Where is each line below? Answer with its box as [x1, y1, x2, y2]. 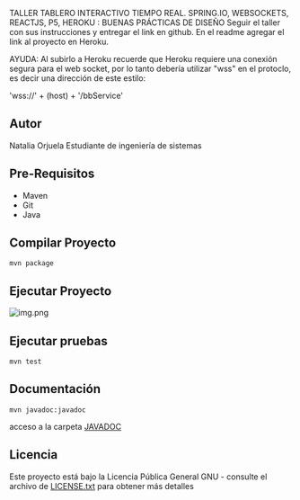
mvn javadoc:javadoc [9, 405, 87, 415]
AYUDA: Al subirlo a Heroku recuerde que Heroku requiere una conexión [9, 54, 278, 64]
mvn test [9, 357, 42, 367]
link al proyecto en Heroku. [9, 36, 110, 47]
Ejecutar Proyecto [9, 283, 112, 299]
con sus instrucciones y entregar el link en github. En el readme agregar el [9, 27, 285, 37]
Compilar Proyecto [9, 236, 117, 251]
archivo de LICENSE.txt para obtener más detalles [9, 480, 195, 491]
